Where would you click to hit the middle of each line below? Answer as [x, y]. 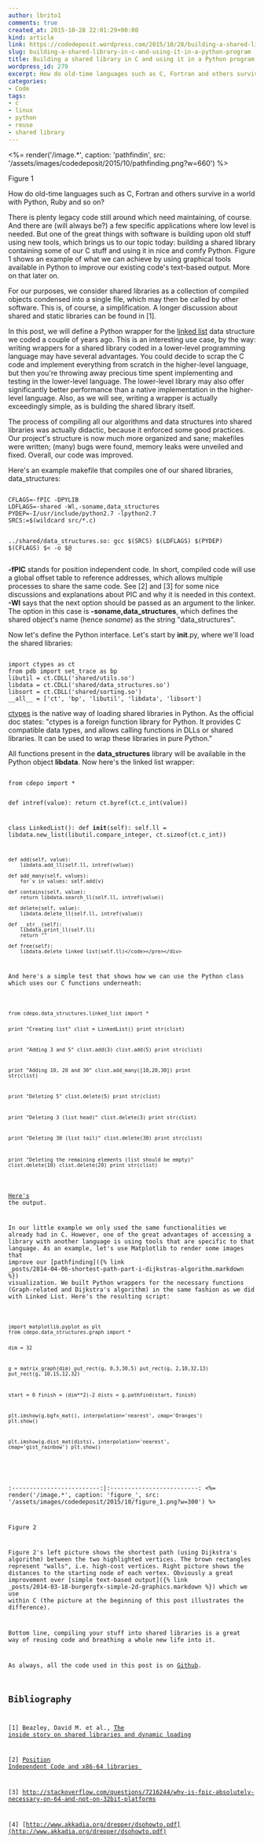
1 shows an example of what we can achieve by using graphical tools [120, 259]
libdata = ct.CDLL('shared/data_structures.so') [89, 685]
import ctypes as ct [42, 664]
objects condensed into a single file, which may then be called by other [123, 299]
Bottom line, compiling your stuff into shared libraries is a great [125, 1633]
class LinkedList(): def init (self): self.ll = [88, 828]
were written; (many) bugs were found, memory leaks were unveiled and [126, 446]
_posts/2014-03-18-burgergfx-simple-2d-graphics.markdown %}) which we [128, 1587]
